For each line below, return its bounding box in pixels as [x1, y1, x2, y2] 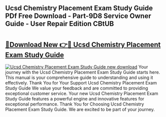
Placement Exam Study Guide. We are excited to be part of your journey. [5, 106, 155, 112]
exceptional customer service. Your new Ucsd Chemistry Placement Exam [5, 90, 158, 96]
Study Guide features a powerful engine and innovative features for [5, 96, 144, 101]
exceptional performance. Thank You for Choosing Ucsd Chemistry [5, 101, 144, 107]
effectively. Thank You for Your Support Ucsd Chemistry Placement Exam [5, 80, 157, 85]
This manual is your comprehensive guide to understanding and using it [5, 74, 153, 80]
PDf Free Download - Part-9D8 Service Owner [5, 12, 151, 20]
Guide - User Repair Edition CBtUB [5, 19, 114, 28]
